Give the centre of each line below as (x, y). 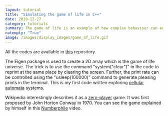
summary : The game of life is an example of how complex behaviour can (81, 28)
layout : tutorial (23, 10)
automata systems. (25, 88)
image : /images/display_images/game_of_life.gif (57, 38)
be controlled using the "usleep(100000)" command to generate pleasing (80, 77)
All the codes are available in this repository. (51, 52)
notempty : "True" (23, 33)
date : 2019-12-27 (23, 19)
